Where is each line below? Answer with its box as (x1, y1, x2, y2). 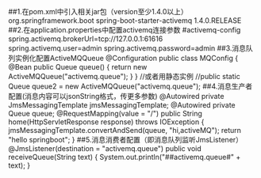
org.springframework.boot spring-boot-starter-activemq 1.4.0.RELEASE (8, 16, 242, 25)
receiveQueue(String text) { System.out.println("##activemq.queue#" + (8, 153, 241, 161)
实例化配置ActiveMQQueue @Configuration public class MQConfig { (14, 54, 239, 62)
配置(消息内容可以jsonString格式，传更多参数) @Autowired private (8, 92, 225, 100)
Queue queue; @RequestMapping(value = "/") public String (8, 109, 202, 118)
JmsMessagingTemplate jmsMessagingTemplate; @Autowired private (8, 100, 236, 109)
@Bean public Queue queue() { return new (8, 62, 148, 71)
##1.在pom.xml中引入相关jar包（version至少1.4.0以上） (8, 7, 188, 16)
